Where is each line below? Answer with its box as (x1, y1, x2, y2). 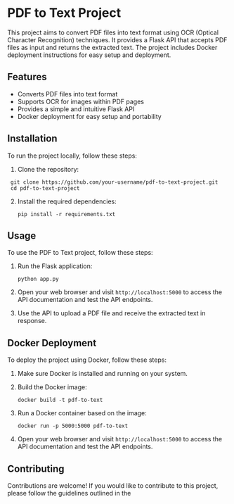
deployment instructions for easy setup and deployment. (7, 51, 171, 59)
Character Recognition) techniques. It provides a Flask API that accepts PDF (7, 35, 228, 44)
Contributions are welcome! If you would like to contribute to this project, (7, 481, 219, 490)
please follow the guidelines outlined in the (7, 489, 131, 497)
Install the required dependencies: (17, 197, 117, 206)
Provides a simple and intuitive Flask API (17, 104, 135, 113)
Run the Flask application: (17, 262, 93, 270)
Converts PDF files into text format (17, 89, 118, 98)
